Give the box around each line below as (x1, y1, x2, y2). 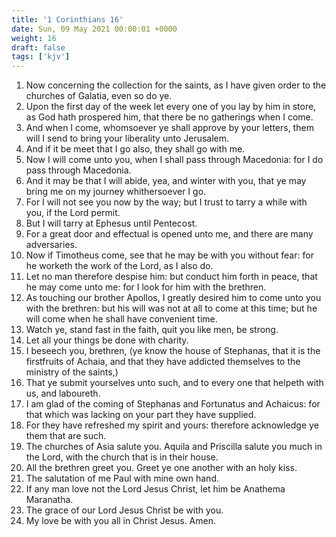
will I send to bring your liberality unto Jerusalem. (25, 132, 230, 145)
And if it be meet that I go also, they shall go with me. (25, 143, 246, 155)
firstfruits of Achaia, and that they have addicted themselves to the (25, 356, 301, 368)
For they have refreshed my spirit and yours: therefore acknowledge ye (25, 419, 319, 431)
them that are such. (25, 430, 107, 442)
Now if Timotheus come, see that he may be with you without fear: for (25, 249, 314, 261)
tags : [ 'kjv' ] (11, 52, 71, 62)
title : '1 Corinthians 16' (11, 14, 124, 25)
